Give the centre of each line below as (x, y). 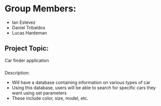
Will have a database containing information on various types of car (81, 82)
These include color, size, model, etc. (50, 98)
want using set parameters (39, 93)
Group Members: (40, 9)
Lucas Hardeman (29, 33)
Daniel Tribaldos (29, 27)
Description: (17, 73)
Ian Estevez (24, 22)
